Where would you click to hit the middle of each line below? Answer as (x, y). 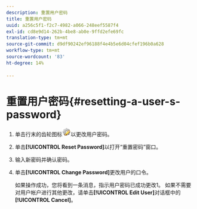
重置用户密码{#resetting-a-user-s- (93, 101)
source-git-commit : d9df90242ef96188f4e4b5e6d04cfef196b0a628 (85, 44)
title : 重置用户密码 (29, 19)
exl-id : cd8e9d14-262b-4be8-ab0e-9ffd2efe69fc (65, 32)
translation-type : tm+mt (37, 38)
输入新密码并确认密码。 (44, 160)
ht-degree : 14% (25, 63)
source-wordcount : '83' (36, 57)
